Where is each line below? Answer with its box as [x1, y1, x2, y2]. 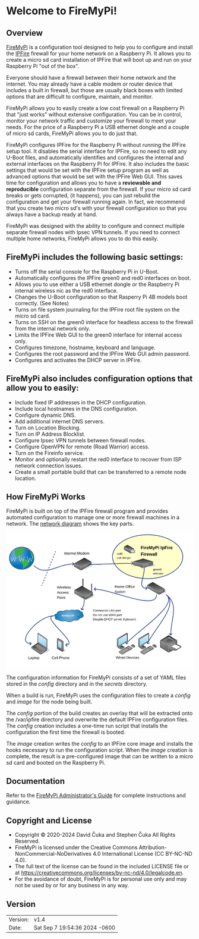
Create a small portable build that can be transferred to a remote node [14, 468, 187, 475]
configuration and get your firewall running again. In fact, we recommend [6, 198, 185, 205]
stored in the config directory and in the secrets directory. [6, 680, 147, 687]
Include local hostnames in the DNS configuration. [14, 405, 138, 412]
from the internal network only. [14, 325, 91, 332]
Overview [6, 28, 43, 38]
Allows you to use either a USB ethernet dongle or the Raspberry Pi [14, 281, 180, 288]
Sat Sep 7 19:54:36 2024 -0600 [33, 924, 116, 931]
